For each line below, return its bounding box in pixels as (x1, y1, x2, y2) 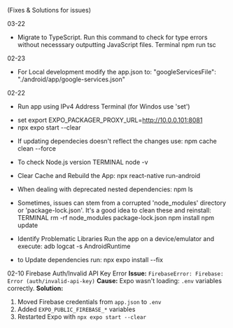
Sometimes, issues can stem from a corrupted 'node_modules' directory (17, 199, 226, 207)
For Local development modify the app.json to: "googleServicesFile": (17, 68, 217, 76)
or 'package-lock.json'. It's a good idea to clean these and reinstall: (17, 206, 211, 214)
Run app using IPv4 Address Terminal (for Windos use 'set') (17, 102, 190, 111)
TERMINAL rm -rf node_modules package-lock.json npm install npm (17, 214, 215, 221)
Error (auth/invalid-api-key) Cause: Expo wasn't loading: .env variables (7, 277, 223, 285)
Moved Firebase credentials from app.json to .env (17, 298, 162, 306)
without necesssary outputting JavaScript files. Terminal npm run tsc (17, 41, 217, 48)
